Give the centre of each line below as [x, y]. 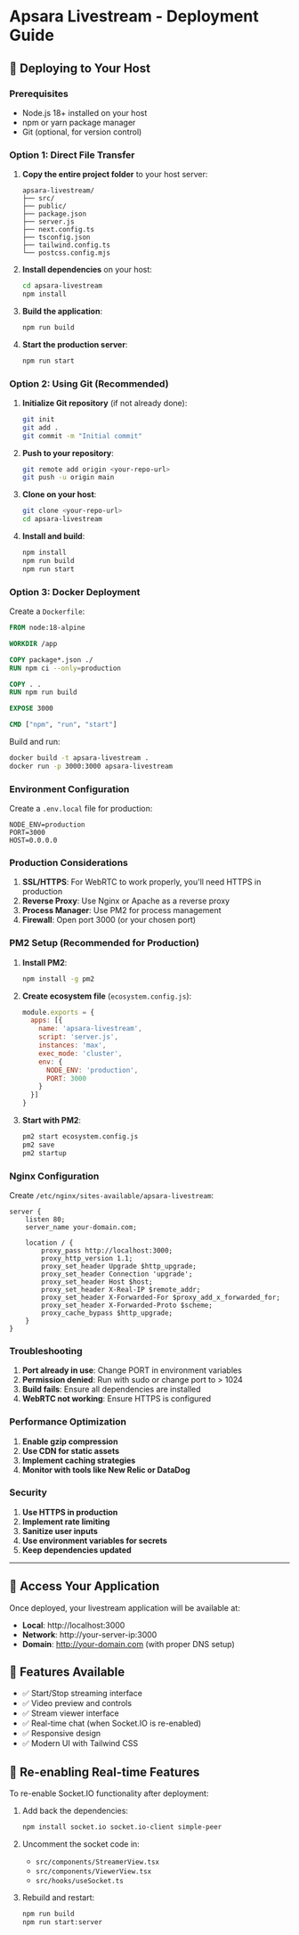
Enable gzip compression [70, 1441]
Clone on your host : [59, 494]
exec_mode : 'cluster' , [81, 1053]
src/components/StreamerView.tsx [97, 1862]
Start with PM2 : [52, 1121]
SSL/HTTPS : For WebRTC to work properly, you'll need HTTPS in [141, 882]
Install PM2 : [44, 962]
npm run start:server [62, 1923]
